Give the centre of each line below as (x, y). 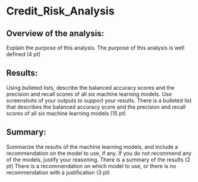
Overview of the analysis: (55, 33)
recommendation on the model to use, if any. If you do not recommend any (99, 153)
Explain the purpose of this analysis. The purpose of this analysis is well (95, 48)
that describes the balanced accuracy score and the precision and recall (96, 107)
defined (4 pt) (23, 54)
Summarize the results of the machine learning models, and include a (92, 146)
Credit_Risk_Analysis (60, 11)
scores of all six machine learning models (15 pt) (66, 113)
